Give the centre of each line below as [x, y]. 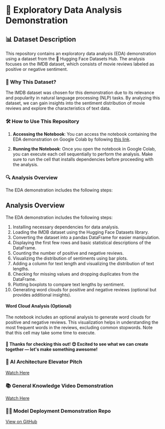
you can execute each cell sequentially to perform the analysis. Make [83, 154]
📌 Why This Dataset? [31, 82]
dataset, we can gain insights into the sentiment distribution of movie [75, 103]
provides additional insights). [42, 295]
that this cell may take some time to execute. [51, 333]
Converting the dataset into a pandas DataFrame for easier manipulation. [86, 237]
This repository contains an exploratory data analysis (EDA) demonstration [81, 53]
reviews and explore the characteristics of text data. [58, 108]
